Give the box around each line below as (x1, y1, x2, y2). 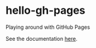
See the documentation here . (5, 35, 77, 42)
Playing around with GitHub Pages (5, 23, 91, 31)
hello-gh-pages (5, 4, 86, 17)
